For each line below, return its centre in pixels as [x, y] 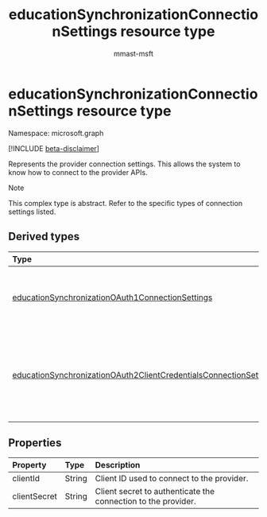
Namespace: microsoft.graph [56, 133]
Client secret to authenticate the [155, 492]
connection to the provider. [145, 501]
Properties [35, 443]
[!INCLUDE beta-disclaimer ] [54, 148]
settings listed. [32, 212]
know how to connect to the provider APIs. [78, 172]
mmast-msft [133, 53]
